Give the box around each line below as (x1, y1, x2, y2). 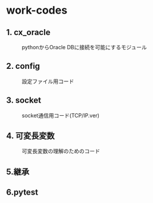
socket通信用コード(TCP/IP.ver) (21, 112, 100, 119)
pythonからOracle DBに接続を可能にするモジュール (21, 44, 147, 50)
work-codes (6, 4, 67, 17)
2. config (6, 61, 40, 71)
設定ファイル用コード (21, 78, 74, 85)
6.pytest (6, 188, 39, 198)
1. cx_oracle (6, 27, 51, 37)
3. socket (6, 96, 42, 106)
